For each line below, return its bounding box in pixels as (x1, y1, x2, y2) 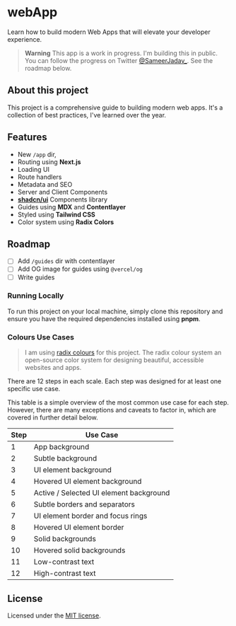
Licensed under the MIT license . (7, 611, 101, 620)
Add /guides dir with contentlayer (17, 257, 115, 265)
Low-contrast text (33, 557, 95, 567)
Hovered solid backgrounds (33, 545, 126, 555)
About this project (7, 84, 89, 96)
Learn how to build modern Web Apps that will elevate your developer (7, 28, 211, 36)
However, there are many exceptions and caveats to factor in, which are (7, 406, 217, 415)
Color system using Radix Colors (17, 217, 114, 226)
